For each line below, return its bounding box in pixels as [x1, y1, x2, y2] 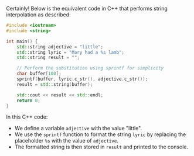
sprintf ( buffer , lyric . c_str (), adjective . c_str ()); [16, 76, 148, 82]
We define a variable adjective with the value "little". [14, 125, 142, 132]
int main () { [6, 38, 38, 44]
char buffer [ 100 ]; [16, 71, 62, 77]
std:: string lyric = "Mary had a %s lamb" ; [16, 49, 125, 55]
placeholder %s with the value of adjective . [14, 137, 119, 144]
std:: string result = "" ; [16, 55, 80, 61]
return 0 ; [16, 98, 41, 103]
